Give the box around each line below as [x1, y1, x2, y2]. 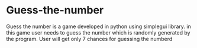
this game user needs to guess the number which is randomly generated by [6, 29, 190, 36]
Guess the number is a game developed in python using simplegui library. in [6, 23, 191, 30]
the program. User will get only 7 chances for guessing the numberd [6, 35, 173, 42]
